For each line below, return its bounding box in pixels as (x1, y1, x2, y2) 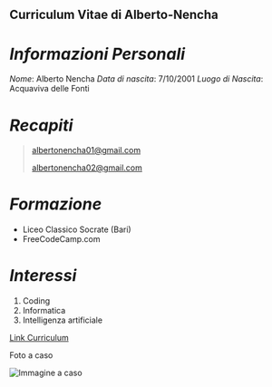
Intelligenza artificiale (22, 314, 102, 325)
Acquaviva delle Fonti (9, 83, 90, 94)
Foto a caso (9, 350, 53, 361)
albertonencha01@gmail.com (31, 145, 141, 156)
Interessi (9, 266, 77, 286)
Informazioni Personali (9, 44, 186, 64)
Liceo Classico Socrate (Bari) (22, 224, 131, 235)
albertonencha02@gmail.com (31, 162, 143, 173)
